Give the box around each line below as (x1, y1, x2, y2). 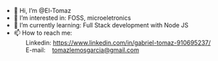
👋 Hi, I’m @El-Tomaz (13, 7, 71, 14)
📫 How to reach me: (13, 29, 73, 37)
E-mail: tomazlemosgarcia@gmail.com (25, 46, 139, 54)
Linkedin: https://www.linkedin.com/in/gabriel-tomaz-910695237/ (25, 38, 211, 47)
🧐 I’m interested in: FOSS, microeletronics (13, 14, 132, 22)
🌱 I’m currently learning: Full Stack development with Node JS (13, 21, 189, 29)
